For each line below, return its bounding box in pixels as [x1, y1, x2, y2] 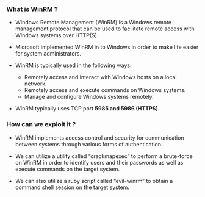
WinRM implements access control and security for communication [15, 134, 184, 141]
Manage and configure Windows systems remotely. [24, 93, 154, 101]
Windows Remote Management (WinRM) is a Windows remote [15, 19, 172, 26]
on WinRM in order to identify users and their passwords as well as [15, 159, 184, 166]
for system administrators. [15, 50, 82, 57]
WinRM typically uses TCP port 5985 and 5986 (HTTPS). [15, 105, 160, 112]
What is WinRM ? [6, 5, 58, 13]
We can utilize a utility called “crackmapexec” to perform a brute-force [15, 152, 193, 160]
